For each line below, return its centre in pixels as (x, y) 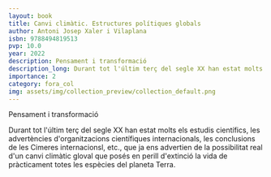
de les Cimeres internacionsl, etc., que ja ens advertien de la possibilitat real (135, 148)
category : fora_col (41, 84)
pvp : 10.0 (25, 46)
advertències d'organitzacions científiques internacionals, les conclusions (132, 139)
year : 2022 (27, 54)
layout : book (30, 16)
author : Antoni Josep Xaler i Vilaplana (78, 31)
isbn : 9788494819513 (43, 39)
